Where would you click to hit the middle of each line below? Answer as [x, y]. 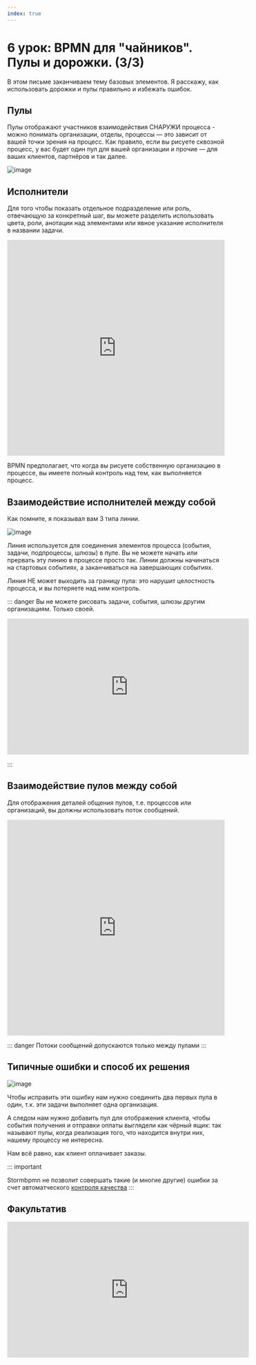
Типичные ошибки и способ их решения [98, 1067]
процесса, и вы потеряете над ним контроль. [74, 588]
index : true [24, 13]
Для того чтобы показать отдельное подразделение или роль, [99, 209]
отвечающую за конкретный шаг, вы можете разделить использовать [110, 216]
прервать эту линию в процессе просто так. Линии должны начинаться [113, 560]
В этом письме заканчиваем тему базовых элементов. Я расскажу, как [113, 82]
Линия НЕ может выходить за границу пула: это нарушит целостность [111, 581]
